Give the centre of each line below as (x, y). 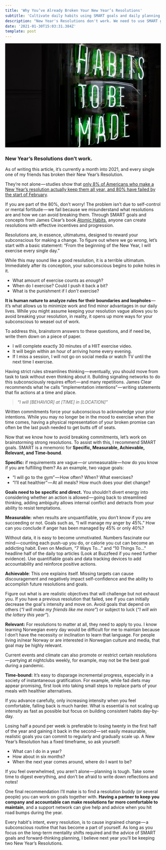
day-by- (151, 711)
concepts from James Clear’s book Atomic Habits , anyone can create (76, 220)
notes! (12, 782)
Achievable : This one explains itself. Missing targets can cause (69, 574)
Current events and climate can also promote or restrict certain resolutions (81, 655)
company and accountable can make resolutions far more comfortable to (82, 802)
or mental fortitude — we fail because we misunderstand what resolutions (80, 210)
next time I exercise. (33, 362)
